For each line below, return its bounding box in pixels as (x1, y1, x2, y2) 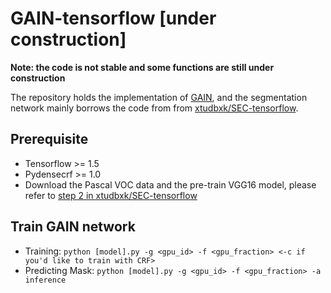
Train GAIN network (10, 218, 136, 236)
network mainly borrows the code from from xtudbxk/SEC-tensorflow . (10, 102, 299, 114)
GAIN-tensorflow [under (10, 7, 217, 30)
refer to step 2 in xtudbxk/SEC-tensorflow (24, 189, 198, 201)
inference (24, 275, 67, 285)
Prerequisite (10, 131, 89, 148)
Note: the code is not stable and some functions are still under (10, 61, 275, 73)
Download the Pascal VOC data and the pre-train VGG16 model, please (24, 178, 317, 191)
